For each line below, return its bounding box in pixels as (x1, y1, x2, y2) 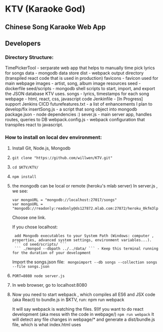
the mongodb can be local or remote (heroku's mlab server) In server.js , (12, 183, 158, 188)
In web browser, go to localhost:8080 (12, 282, 88, 288)
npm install (12, 174, 36, 179)
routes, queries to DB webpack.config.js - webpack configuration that (5, 117, 145, 123)
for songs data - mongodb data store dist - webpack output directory (5, 70, 144, 76)
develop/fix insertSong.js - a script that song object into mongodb (5, 106, 137, 112)
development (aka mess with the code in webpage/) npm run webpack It (12, 311, 154, 317)
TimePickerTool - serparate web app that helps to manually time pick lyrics (5, 65, 155, 71)
